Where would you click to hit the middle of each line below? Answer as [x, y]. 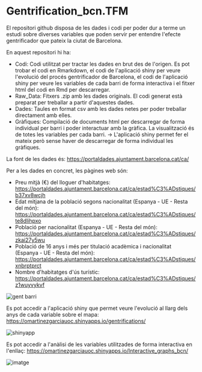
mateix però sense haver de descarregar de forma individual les [94, 140]
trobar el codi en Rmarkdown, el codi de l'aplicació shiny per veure [98, 70]
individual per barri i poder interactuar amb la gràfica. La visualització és [104, 128]
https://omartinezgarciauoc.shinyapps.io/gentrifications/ [76, 321]
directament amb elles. [43, 115]
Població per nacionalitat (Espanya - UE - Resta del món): [86, 227]
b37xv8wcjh [30, 195]
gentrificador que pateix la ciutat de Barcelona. [64, 40]
